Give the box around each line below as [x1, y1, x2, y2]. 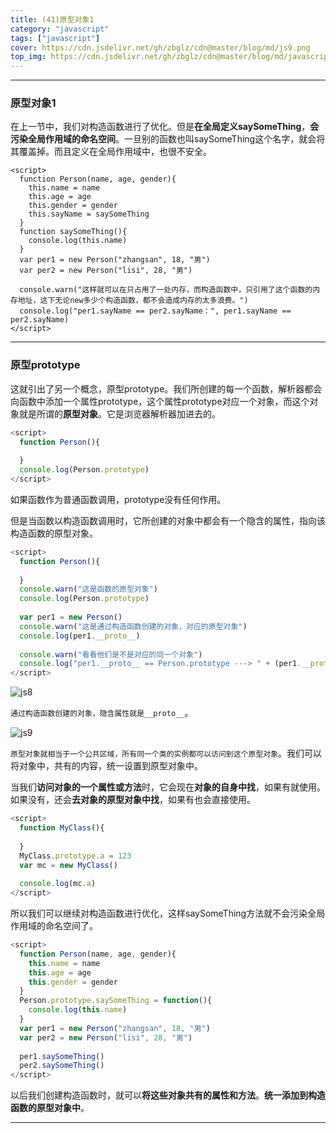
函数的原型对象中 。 [10, 1102, 90, 1114]
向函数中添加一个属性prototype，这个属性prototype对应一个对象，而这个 [10, 395, 310, 407]
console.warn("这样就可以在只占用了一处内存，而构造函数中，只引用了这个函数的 [19, 285, 313, 295]
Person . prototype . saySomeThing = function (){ [19, 996, 213, 1006]
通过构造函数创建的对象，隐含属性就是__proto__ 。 [10, 707, 194, 719]
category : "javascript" [10, 24, 110, 34]
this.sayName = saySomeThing [28, 209, 150, 220]
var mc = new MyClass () [19, 860, 118, 870]
